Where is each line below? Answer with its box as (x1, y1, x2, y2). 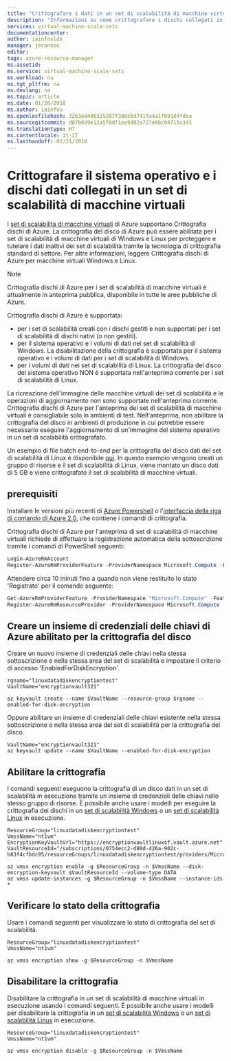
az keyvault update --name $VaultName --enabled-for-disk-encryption (7, 748, 211, 754)
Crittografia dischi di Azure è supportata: (7, 311, 123, 320)
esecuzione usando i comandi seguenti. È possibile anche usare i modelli (7, 1001, 214, 1009)
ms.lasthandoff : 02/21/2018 (7, 138, 88, 145)
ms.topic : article (7, 94, 60, 101)
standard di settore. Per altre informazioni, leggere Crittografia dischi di (7, 249, 209, 258)
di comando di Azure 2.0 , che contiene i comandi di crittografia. (7, 514, 188, 522)
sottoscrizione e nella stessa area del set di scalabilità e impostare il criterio (7, 657, 221, 665)
